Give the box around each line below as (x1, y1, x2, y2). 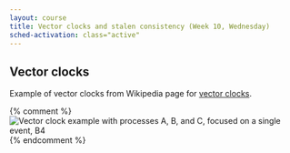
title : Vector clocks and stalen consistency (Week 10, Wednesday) (9, 22, 271, 31)
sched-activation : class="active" (9, 30, 141, 39)
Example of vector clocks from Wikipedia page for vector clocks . (9, 88, 253, 99)
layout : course (9, 13, 67, 23)
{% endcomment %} (9, 135, 86, 146)
